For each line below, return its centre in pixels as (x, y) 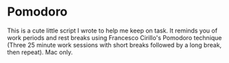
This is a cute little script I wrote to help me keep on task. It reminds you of (112, 30)
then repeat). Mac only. (40, 52)
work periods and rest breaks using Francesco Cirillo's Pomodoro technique (114, 37)
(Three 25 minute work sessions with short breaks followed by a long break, (114, 45)
